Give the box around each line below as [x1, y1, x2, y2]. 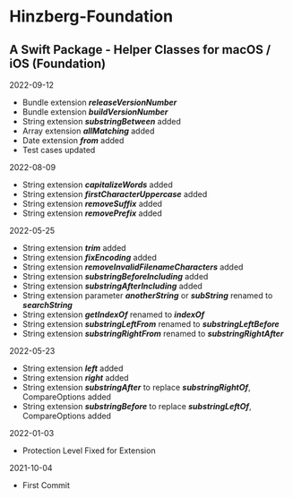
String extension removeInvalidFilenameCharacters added [22, 262, 244, 272]
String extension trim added [22, 243, 127, 253]
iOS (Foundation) [9, 56, 106, 71]
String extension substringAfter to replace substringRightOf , [22, 382, 251, 392]
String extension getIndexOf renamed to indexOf [22, 309, 205, 320]
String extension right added [22, 373, 129, 382]
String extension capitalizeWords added [22, 179, 173, 190]
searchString [22, 300, 73, 310]
